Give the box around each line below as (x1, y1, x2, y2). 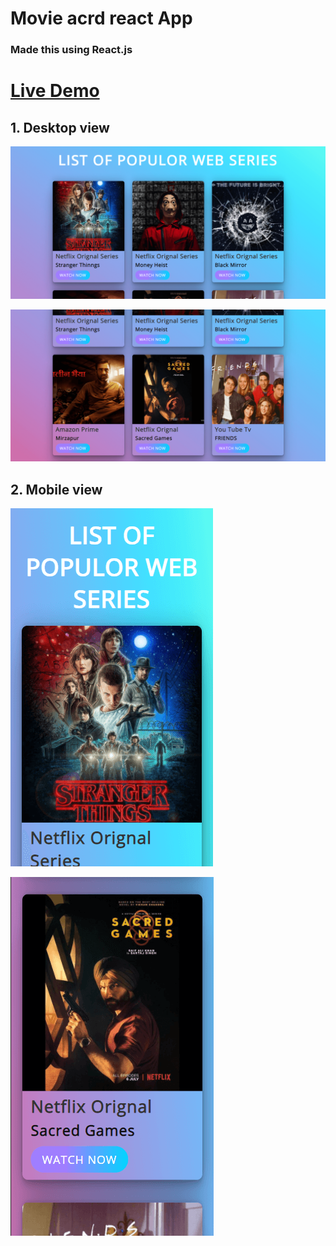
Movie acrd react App (10, 7, 193, 30)
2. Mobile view (10, 481, 103, 498)
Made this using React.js (10, 43, 133, 57)
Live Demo (10, 80, 100, 102)
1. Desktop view (10, 119, 110, 136)
